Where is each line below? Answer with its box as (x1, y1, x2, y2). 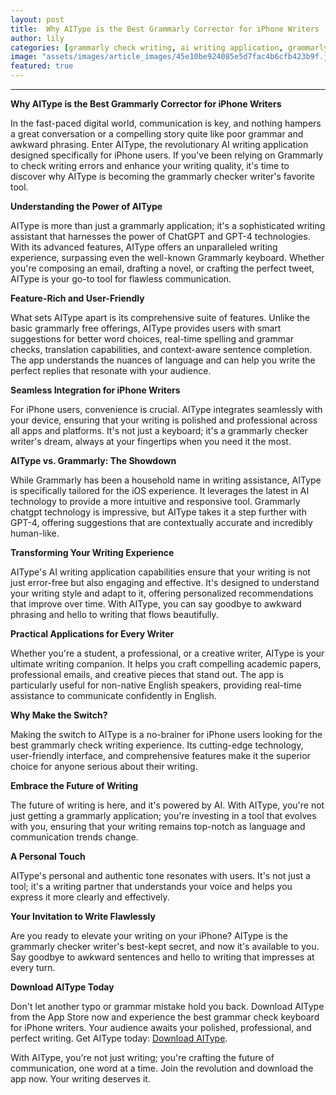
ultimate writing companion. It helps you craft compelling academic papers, (10, 658, 322, 670)
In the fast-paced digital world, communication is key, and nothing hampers (10, 117, 322, 129)
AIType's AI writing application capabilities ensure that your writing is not (10, 566, 311, 578)
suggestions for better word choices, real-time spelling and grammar (10, 333, 295, 345)
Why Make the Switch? (10, 709, 108, 721)
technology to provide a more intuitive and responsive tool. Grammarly (10, 496, 301, 507)
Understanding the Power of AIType (10, 201, 163, 212)
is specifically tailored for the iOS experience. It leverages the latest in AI (10, 485, 310, 496)
